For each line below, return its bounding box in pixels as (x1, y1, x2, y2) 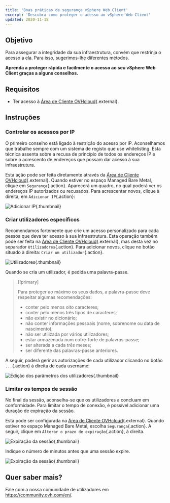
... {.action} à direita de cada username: (5, 363, 90, 369)
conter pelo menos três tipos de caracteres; (25, 309, 117, 315)
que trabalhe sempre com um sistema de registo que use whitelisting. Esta (5, 145, 161, 152)
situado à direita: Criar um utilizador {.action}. (5, 249, 104, 255)
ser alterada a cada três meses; (25, 342, 91, 348)
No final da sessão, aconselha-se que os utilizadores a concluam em (5, 397, 149, 403)
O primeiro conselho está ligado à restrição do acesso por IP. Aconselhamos (5, 140, 165, 146)
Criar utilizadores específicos (5, 216, 80, 223)
